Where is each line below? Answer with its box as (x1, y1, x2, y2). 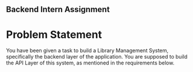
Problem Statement (6, 28, 102, 41)
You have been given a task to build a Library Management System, (6, 47, 168, 54)
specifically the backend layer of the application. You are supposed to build (6, 53, 188, 60)
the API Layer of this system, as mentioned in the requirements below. (6, 59, 174, 66)
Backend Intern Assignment (6, 5, 110, 15)
